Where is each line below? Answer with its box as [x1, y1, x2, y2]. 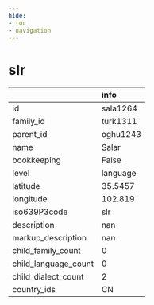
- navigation [8, 26, 52, 34]
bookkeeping [12, 154, 61, 166]
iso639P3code [12, 206, 68, 217]
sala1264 [101, 103, 137, 114]
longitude [12, 194, 48, 205]
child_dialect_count [12, 272, 84, 283]
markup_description [12, 233, 87, 244]
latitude [12, 181, 40, 192]
